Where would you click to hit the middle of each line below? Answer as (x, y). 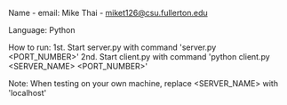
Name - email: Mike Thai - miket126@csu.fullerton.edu (108, 13)
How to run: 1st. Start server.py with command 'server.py (112, 47)
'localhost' (28, 93)
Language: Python (42, 30)
